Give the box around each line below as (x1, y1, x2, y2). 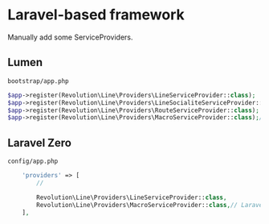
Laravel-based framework (7, 6, 185, 24)
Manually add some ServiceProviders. (7, 32, 133, 42)
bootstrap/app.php (7, 77, 69, 85)
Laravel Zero (7, 135, 71, 150)
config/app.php (7, 157, 59, 166)
